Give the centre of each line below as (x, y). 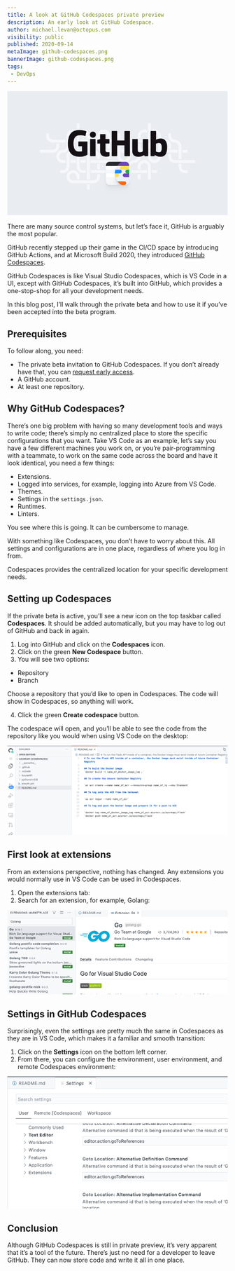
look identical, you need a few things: (61, 463)
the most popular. (33, 234)
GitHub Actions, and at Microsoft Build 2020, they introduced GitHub (106, 255)
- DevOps (23, 74)
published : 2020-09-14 (40, 45)
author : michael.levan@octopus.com (59, 29)
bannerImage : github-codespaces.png (60, 60)
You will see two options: (53, 659)
